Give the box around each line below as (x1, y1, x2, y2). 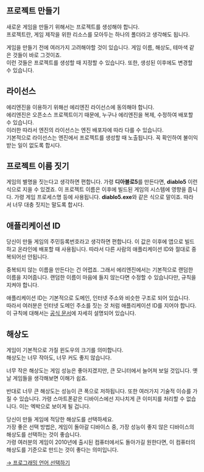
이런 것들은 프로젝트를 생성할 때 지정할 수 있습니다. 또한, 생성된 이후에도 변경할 (6, 58, 193, 66)
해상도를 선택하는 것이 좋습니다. (6, 431, 82, 439)
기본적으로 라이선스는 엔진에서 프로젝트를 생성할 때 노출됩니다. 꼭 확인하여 (6, 133, 182, 141)
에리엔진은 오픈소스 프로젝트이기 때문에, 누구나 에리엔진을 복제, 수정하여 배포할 (6, 111, 194, 118)
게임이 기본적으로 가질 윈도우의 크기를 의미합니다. (6, 347, 124, 354)
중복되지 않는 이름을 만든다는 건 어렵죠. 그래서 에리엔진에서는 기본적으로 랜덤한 (6, 266, 194, 273)
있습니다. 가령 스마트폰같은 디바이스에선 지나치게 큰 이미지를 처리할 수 (19, 395, 185, 403)
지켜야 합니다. (6, 281, 40, 289)
